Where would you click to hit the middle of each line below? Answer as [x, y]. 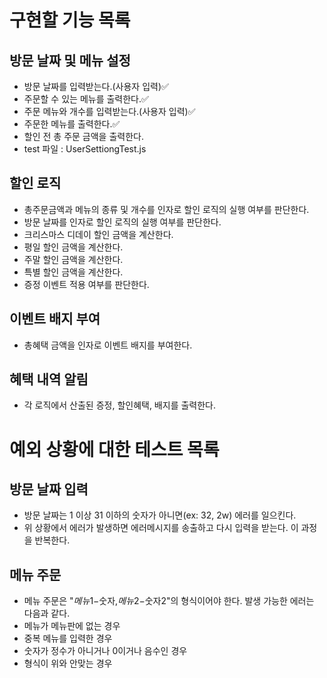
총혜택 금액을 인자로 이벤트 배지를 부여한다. [108, 345]
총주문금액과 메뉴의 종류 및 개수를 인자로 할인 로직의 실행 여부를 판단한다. [166, 209]
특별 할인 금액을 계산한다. [73, 272]
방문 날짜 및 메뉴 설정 [70, 60]
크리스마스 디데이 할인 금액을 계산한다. [98, 234]
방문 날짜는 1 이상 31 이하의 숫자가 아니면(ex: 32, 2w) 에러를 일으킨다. [160, 515]
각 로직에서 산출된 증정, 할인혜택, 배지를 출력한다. [120, 405]
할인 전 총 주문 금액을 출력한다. [83, 136]
